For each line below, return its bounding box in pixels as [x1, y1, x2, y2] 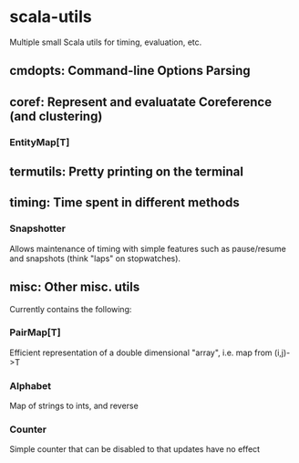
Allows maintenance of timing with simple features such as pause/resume [9, 243, 287, 254]
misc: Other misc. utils [9, 279, 140, 295]
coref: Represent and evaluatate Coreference [9, 94, 272, 110]
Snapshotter [9, 222, 67, 235]
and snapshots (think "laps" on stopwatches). [9, 253, 180, 264]
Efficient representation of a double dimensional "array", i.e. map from [9, 347, 273, 358]
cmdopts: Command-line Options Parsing [9, 63, 251, 79]
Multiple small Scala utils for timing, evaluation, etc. [9, 37, 202, 47]
